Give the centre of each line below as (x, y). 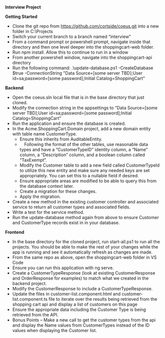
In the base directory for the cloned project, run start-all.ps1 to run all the (86, 242)
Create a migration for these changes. (58, 191)
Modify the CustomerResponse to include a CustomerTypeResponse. (82, 289)
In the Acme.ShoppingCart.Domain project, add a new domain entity (82, 129)
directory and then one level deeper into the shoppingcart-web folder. (83, 47)
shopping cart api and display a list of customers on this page (75, 304)
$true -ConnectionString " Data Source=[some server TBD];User (77, 73)
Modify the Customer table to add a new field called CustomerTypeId (90, 165)
